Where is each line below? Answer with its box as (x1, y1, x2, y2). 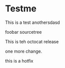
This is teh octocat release (5, 38, 59, 45)
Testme (5, 3, 37, 14)
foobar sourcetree (5, 29, 42, 35)
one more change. (5, 48, 42, 54)
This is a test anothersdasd (5, 19, 60, 25)
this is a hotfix (5, 58, 33, 64)
